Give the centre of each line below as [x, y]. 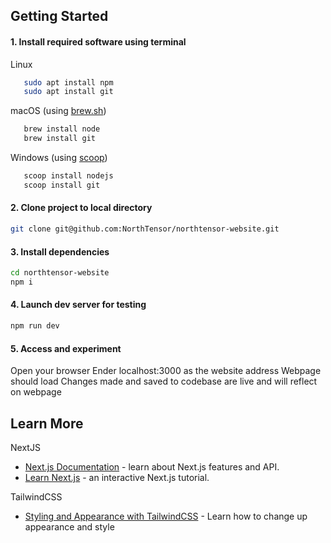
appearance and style [69, 526]
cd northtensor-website [60, 273]
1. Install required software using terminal [98, 41]
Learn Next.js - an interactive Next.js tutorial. [117, 477]
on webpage [36, 392]
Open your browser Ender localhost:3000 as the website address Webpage [166, 371]
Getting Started [59, 16]
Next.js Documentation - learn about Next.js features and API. [152, 466]
